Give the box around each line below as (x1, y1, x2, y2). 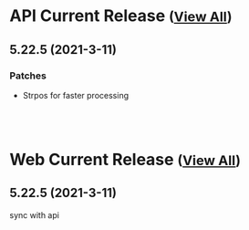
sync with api (9, 209, 59, 220)
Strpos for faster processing (22, 89, 130, 100)
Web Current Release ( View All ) (9, 150, 242, 170)
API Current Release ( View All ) (9, 5, 233, 26)
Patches (9, 69, 47, 82)
